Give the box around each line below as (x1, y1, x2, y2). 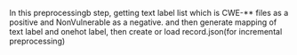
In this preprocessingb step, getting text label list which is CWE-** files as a (9, 8, 289, 18)
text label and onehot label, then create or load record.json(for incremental (9, 27, 283, 36)
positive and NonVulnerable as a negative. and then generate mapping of (9, 17, 277, 27)
